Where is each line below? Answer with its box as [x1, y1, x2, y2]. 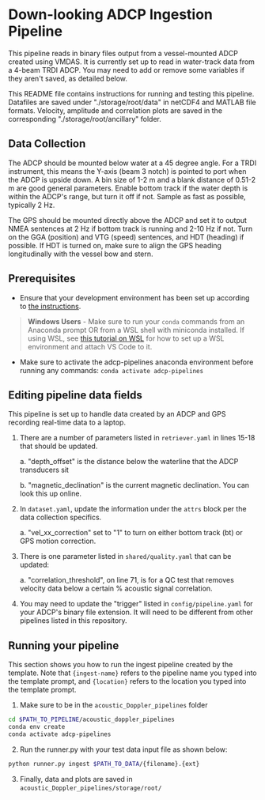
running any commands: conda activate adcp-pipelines [19, 365, 204, 375]
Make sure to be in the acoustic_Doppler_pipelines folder [19, 700, 208, 710]
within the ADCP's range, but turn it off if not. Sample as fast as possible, [8, 191, 247, 201]
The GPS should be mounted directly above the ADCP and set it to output [8, 215, 248, 225]
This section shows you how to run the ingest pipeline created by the [8, 660, 233, 670]
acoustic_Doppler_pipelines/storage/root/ [19, 784, 162, 792]
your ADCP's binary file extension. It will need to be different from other [19, 607, 253, 617]
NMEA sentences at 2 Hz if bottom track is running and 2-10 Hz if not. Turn [8, 224, 253, 233]
